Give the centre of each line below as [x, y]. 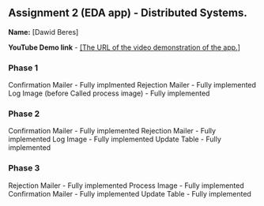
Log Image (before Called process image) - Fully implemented [109, 93]
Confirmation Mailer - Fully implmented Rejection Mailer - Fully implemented [132, 85]
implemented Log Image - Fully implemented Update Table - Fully [115, 139]
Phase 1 [23, 68]
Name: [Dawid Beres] [43, 32]
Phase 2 [24, 114]
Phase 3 [24, 168]
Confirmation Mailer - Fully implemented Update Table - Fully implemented [130, 193]
